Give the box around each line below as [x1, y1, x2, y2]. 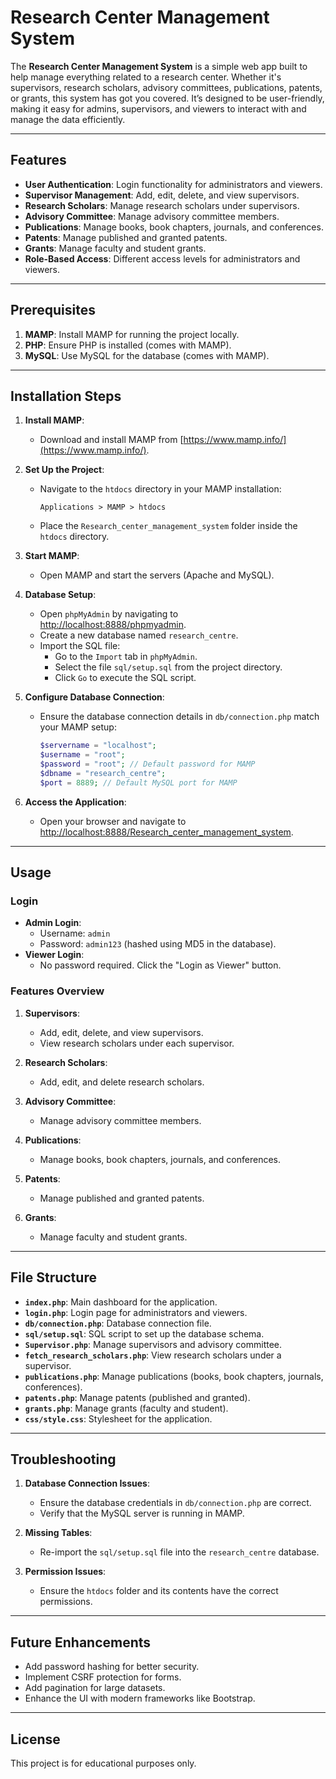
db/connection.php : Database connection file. [24, 1317, 212, 1329]
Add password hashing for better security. [24, 1661, 200, 1673]
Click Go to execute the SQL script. [54, 672, 197, 684]
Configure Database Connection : [24, 691, 165, 703]
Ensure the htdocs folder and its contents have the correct [39, 1585, 279, 1597]
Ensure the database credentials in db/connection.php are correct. [39, 1497, 312, 1509]
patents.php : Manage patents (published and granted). [24, 1391, 251, 1403]
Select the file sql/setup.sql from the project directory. [54, 661, 283, 673]
